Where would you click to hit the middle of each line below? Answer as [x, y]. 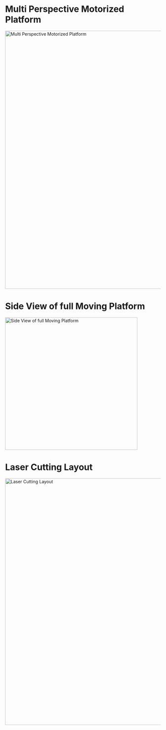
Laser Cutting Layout [49, 467]
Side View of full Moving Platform [75, 306]
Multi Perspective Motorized [65, 9]
